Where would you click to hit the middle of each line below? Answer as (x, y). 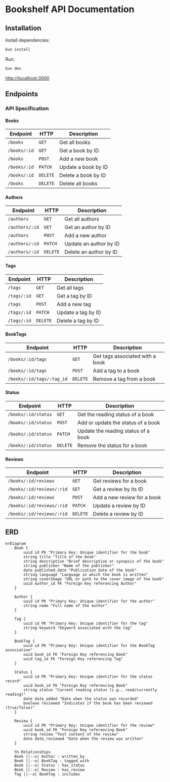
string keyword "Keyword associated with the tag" (78, 628)
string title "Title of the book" (60, 557)
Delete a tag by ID (78, 320)
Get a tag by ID (74, 296)
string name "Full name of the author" (66, 606)
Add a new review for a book (127, 498)
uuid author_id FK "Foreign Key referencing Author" (80, 584)
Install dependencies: (28, 40)
